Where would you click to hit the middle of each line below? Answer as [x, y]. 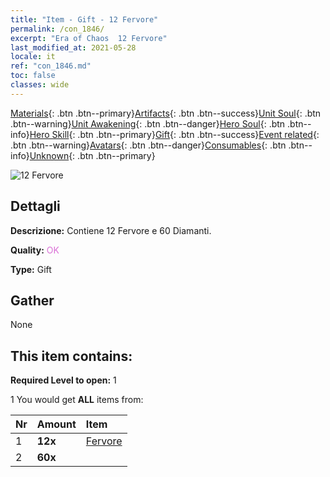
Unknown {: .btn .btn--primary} [92, 155]
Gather [32, 300]
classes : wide [40, 85]
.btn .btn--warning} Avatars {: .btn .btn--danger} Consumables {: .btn [148, 145]
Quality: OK [35, 250]
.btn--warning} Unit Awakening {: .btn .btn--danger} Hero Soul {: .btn [148, 123]
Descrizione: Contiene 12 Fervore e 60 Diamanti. [111, 230]
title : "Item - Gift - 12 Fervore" [84, 19]
